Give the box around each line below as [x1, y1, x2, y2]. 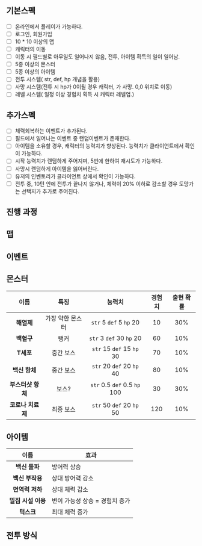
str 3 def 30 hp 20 [89, 333, 142, 342]
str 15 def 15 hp [92, 344, 139, 353]
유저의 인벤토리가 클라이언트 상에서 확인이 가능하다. [14, 172, 136, 179]
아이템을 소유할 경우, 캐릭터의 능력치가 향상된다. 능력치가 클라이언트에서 [14, 142, 184, 149]
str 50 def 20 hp [92, 401, 139, 409]
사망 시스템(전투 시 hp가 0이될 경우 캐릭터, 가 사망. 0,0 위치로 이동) [14, 83, 173, 90]
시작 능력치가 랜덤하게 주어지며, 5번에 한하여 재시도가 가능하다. [14, 157, 163, 164]
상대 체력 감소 [51, 485, 88, 494]
